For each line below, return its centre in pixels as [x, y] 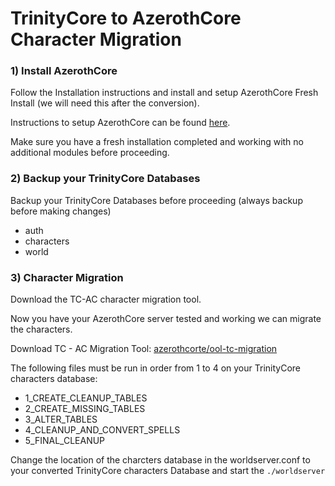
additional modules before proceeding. [90, 153]
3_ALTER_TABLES [61, 419]
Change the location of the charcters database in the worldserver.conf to [160, 460]
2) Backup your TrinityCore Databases [105, 179]
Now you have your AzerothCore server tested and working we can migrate [166, 319]
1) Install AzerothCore [64, 71]
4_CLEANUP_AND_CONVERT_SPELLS [102, 430]
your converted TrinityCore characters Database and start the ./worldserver [168, 471]
